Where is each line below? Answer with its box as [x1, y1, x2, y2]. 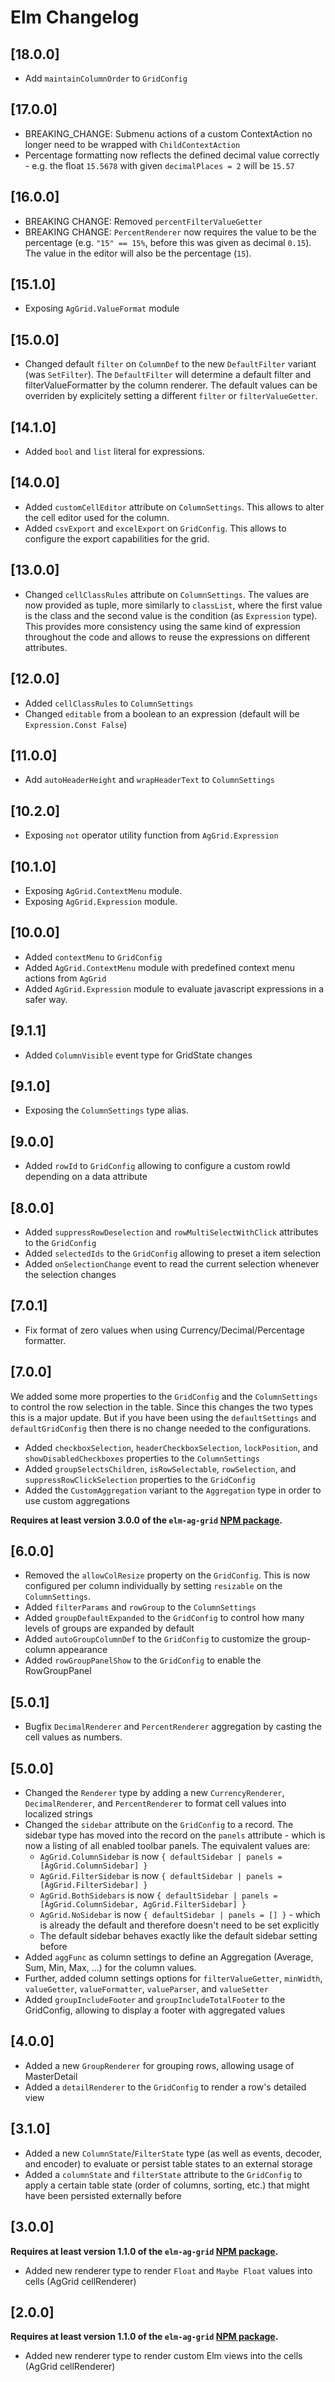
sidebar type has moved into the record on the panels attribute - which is [24, 1829, 326, 1841]
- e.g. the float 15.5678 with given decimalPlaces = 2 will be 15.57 [24, 159, 295, 171]
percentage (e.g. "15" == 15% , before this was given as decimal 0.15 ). [24, 236, 312, 248]
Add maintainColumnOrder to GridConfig [24, 72, 188, 84]
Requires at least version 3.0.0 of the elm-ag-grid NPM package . [10, 1514, 283, 1526]
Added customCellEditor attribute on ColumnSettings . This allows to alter [24, 501, 325, 513]
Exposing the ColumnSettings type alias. [24, 1104, 189, 1116]
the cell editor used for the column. [24, 511, 170, 523]
